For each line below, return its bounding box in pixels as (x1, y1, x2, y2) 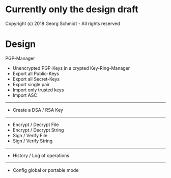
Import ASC (12, 92, 37, 98)
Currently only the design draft (5, 4, 138, 15)
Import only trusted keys (12, 87, 64, 93)
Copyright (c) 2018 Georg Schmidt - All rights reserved (5, 20, 120, 27)
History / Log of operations (12, 152, 70, 159)
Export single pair (12, 81, 50, 87)
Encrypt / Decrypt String (12, 126, 64, 133)
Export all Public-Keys (12, 70, 60, 77)
